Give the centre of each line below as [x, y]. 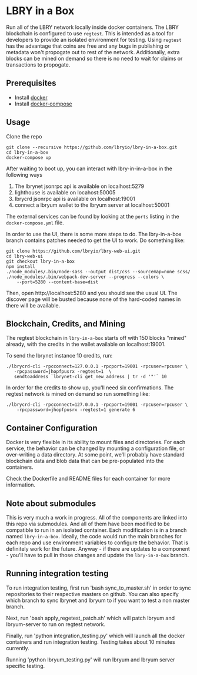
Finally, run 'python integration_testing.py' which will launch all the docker [96, 636]
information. [21, 485]
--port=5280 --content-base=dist [58, 282]
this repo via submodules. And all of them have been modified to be [88, 524]
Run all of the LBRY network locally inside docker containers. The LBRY [93, 27]
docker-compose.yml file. [35, 223]
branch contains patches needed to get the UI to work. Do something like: [96, 240]
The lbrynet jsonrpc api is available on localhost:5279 [79, 186]
